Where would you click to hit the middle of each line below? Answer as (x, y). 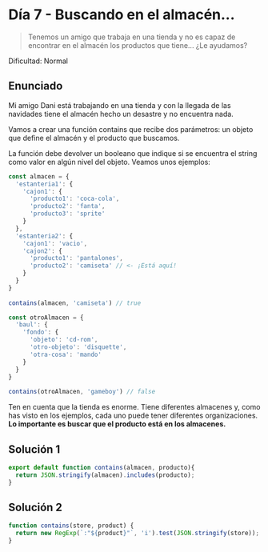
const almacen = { (39, 176)
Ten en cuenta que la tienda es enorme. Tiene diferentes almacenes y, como (134, 407)
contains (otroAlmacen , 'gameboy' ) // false (82, 392)
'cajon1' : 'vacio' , (55, 243)
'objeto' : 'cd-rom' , (64, 340)
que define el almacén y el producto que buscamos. (94, 138)
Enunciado (36, 86)
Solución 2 (35, 507)
